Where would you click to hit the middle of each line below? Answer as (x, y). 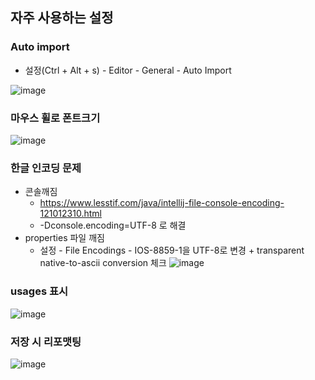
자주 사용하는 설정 (62, 18)
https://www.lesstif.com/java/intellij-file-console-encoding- (162, 203)
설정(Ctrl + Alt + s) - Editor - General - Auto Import (128, 70)
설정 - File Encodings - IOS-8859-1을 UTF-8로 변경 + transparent (172, 250)
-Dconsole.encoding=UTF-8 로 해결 (113, 225)
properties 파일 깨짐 (64, 238)
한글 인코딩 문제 (46, 168)
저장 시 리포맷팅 (46, 341)
